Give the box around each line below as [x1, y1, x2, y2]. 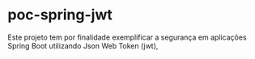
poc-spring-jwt [7, 6, 113, 24]
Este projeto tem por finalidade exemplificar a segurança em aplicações [7, 32, 248, 42]
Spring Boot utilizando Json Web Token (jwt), [7, 40, 159, 50]
